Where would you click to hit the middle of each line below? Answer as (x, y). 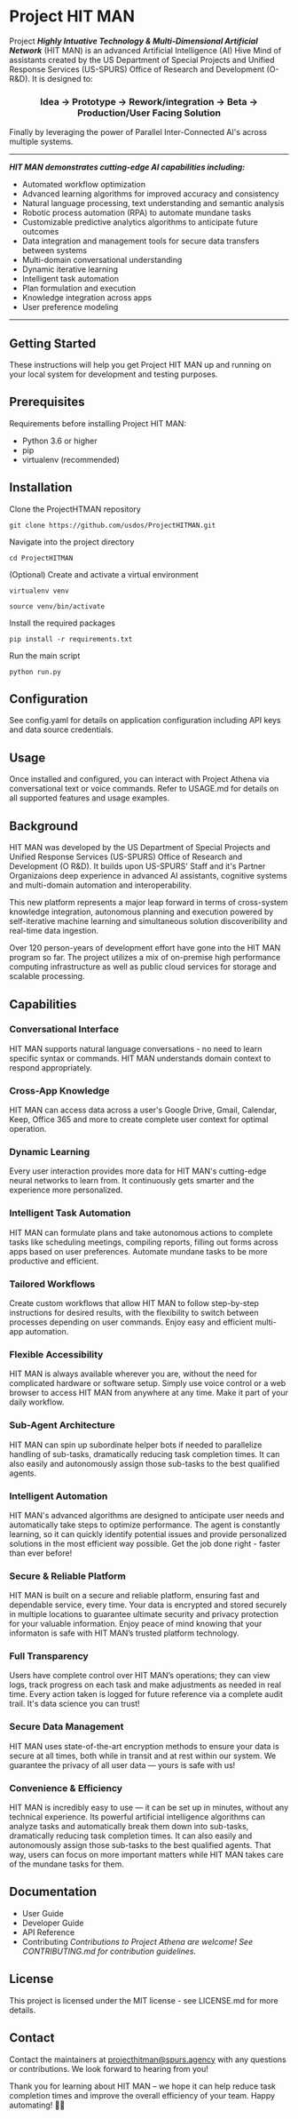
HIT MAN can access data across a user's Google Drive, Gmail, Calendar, (143, 1110)
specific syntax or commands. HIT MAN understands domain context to (140, 1058)
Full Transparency (49, 1656)
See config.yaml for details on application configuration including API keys (145, 721)
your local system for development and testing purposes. (114, 374)
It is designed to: (63, 78)
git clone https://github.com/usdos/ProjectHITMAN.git (113, 525)
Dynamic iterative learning (70, 269)
